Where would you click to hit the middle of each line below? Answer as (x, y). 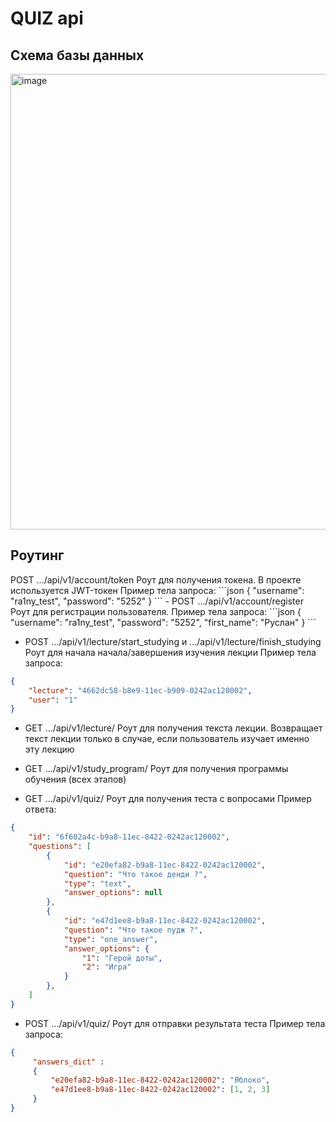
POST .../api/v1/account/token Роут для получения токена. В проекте (156, 579)
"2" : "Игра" (106, 967)
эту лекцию (49, 749)
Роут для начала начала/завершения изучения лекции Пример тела (170, 652)
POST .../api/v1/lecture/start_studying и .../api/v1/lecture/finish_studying (173, 641)
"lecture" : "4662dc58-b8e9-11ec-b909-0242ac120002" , (140, 690)
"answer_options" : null (113, 893)
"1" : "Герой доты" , (122, 958)
